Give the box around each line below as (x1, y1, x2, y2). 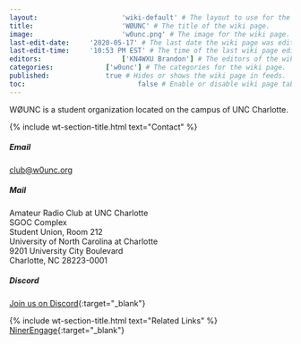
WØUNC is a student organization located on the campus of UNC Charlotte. (9, 104, 289, 114)
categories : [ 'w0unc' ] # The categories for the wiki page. (9, 63, 287, 72)
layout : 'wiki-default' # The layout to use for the (9, 13, 291, 22)
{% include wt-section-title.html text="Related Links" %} (9, 315, 218, 326)
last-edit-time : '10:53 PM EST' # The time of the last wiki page (9, 46, 279, 55)
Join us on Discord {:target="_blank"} (9, 298, 146, 308)
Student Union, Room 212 (9, 226, 103, 237)
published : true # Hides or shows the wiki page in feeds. (9, 71, 287, 80)
